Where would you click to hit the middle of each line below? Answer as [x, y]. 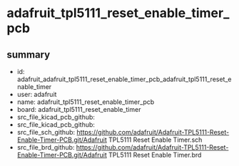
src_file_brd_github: [46, 147]
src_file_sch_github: [46, 132]
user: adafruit [37, 94]
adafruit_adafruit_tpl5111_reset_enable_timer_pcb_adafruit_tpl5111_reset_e [124, 79]
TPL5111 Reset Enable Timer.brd [155, 155]
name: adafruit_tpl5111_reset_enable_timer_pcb [86, 102]
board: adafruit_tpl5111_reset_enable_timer [79, 109]
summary [29, 55]
